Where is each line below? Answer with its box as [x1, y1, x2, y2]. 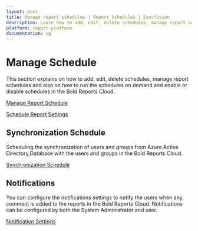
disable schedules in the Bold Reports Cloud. [6, 88, 115, 95]
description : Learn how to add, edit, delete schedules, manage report [6, 19, 186, 25]
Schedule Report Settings [6, 111, 68, 118]
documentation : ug [6, 31, 51, 37]
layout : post [6, 8, 38, 15]
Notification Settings [6, 217, 56, 225]
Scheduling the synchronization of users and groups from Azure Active [6, 143, 179, 150]
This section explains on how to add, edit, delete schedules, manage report [6, 75, 189, 82]
